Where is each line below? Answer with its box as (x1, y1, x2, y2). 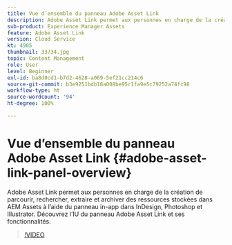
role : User (7, 61, 39, 68)
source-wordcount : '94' (7, 94, 76, 101)
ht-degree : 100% (7, 100, 54, 107)
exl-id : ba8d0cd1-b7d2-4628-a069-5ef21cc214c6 (7, 74, 144, 81)
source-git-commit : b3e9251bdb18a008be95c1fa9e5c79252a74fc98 (7, 81, 190, 88)
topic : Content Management (7, 55, 85, 62)
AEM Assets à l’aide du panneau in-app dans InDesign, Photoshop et (7, 202, 203, 210)
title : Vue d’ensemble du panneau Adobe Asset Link (7, 10, 159, 17)
